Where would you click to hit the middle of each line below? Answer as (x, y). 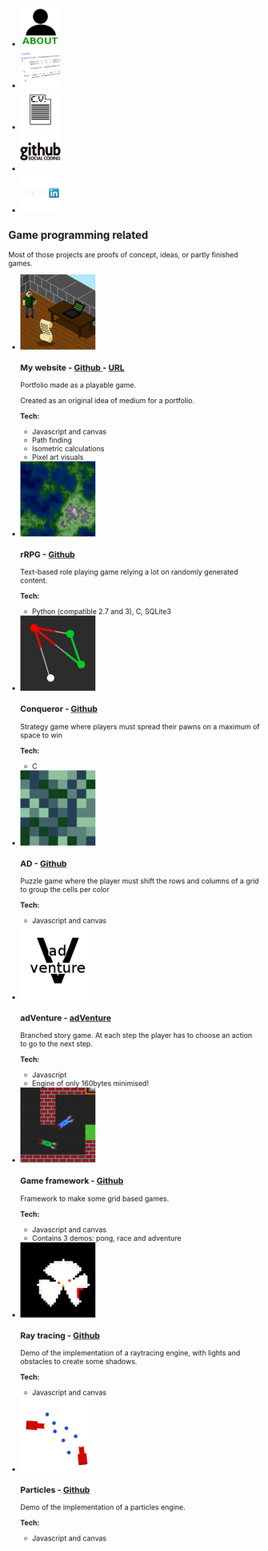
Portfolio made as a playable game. (78, 385)
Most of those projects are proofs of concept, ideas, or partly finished (123, 254)
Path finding (52, 440)
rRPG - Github (48, 555)
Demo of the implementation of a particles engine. (102, 1507)
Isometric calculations (68, 449)
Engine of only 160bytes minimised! (90, 1084)
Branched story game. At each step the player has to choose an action (136, 1036)
